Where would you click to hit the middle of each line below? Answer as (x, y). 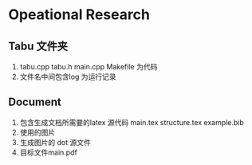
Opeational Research (79, 15)
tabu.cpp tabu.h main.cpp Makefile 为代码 (89, 67)
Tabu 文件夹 (38, 46)
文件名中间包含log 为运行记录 (68, 77)
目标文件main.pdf (48, 152)
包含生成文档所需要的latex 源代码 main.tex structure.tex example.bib (132, 122)
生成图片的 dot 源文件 (55, 142)
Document (35, 102)
